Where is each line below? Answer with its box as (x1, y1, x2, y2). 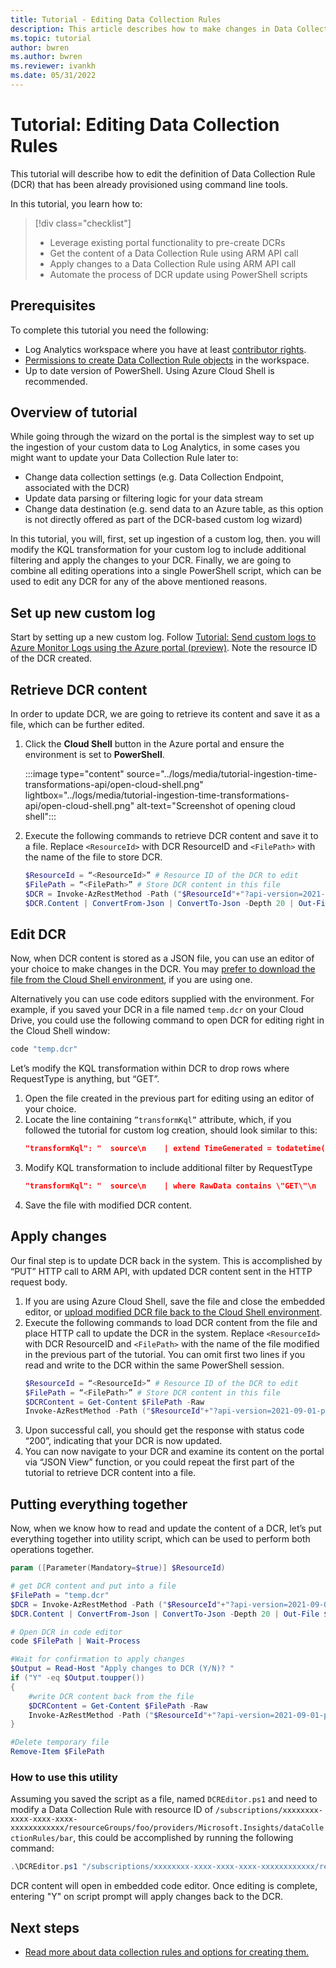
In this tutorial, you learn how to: (10, 197, 143, 210)
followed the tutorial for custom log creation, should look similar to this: (24, 1124, 318, 1136)
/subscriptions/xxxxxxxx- (215, 1806, 323, 1816)
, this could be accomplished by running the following (73, 1832, 294, 1844)
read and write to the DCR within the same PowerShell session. (24, 1359, 285, 1371)
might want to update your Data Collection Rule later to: (10, 452, 239, 464)
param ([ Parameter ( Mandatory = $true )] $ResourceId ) (10, 1563, 226, 1573)
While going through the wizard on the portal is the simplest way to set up (10, 431, 315, 443)
